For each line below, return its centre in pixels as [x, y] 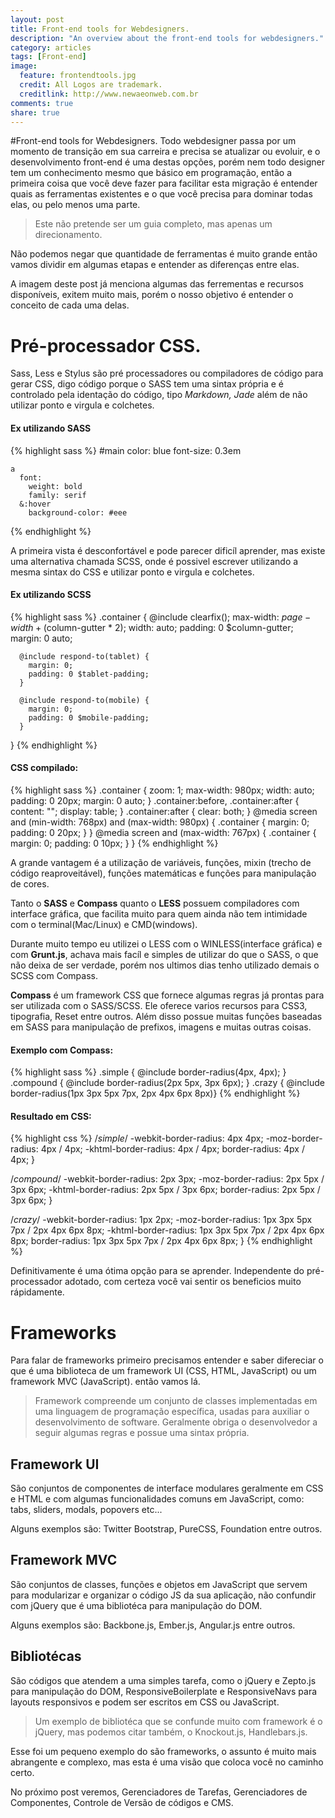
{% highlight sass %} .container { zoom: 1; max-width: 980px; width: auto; [162, 790]
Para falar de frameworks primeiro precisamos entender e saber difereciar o [167, 1360]
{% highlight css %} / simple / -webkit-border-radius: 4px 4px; [137, 1138]
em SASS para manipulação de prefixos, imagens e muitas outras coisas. [161, 1027]
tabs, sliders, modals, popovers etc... [86, 1510]
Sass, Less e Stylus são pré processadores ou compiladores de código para [167, 373]
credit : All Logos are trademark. [91, 85]
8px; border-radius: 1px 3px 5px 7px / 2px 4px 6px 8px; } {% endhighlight [161, 1241]
